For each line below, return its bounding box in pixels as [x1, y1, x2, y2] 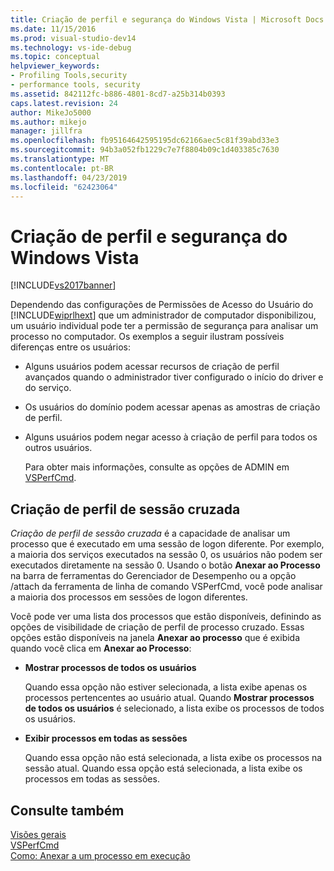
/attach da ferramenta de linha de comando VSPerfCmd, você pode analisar [10, 581, 323, 593]
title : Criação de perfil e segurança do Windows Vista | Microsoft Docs [10, 14, 325, 25]
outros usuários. [24, 442, 93, 454]
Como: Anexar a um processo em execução [10, 849, 191, 861]
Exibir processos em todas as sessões [24, 732, 188, 745]
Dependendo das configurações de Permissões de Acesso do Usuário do [10, 299, 314, 311]
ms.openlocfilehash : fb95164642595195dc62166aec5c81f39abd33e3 [10, 136, 280, 146]
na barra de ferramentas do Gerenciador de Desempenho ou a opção [10, 570, 297, 582]
